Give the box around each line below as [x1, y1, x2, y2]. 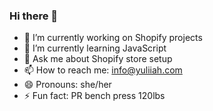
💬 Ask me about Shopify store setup [23, 53, 173, 65]
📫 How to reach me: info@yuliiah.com [23, 64, 183, 76]
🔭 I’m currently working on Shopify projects [23, 32, 203, 44]
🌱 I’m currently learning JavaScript [23, 42, 167, 54]
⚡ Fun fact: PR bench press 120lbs [23, 90, 166, 102]
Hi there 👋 [9, 9, 59, 23]
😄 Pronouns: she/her [23, 79, 112, 91]
